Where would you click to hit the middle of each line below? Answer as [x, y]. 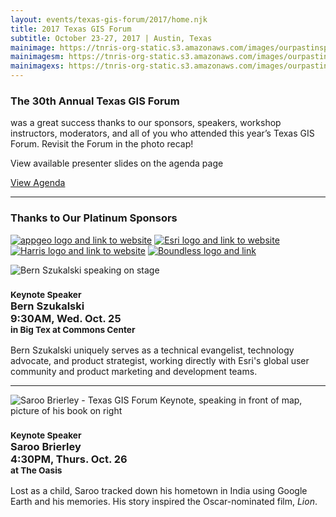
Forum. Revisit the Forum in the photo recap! [102, 144]
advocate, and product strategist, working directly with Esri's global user [160, 360]
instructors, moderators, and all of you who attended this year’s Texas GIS [162, 133]
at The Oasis [36, 470]
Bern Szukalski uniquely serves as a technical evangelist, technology [152, 350]
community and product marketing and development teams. [134, 371]
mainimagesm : [37, 57]
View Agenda [38, 183]
